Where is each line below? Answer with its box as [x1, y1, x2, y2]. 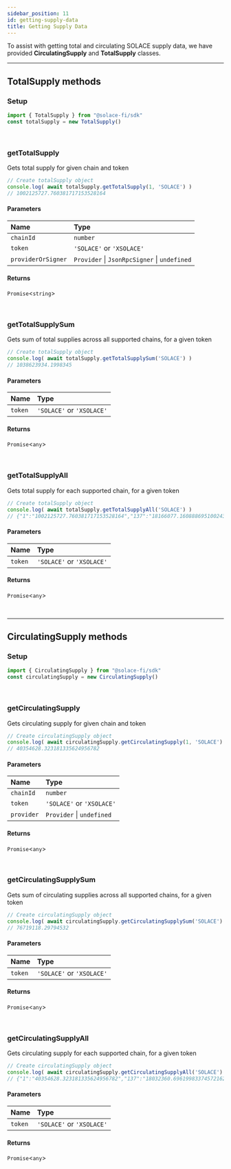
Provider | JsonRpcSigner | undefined [73, 254, 192, 264]
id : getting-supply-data [7, 17, 78, 23]
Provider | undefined [45, 810, 112, 819]
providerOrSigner [10, 255, 67, 263]
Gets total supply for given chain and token [7, 163, 129, 172]
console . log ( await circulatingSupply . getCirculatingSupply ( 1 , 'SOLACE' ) [7, 739, 223, 746]
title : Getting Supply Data [7, 23, 88, 30]
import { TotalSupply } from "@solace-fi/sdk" [7, 112, 143, 119]
